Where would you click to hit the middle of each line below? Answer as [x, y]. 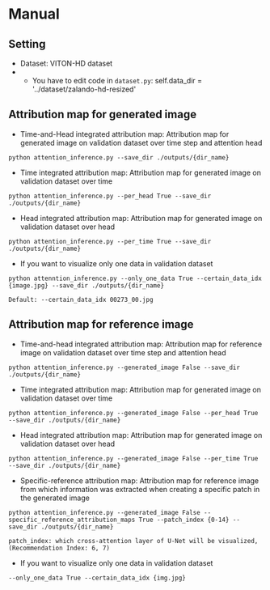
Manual [34, 14]
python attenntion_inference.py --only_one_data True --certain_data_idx [135, 278]
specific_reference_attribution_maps [72, 520]
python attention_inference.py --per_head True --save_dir [110, 196]
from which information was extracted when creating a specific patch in [140, 489]
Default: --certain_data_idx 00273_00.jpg [81, 299]
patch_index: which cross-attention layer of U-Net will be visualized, [133, 541]
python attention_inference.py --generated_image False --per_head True [133, 413]
